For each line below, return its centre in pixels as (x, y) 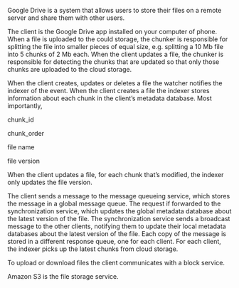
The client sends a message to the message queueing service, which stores (119, 196)
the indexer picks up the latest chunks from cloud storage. (93, 249)
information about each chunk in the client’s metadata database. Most (110, 98)
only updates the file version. (50, 182)
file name (21, 147)
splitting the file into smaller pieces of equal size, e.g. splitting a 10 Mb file (116, 47)
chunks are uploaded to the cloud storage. (70, 69)
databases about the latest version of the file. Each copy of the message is (117, 234)
